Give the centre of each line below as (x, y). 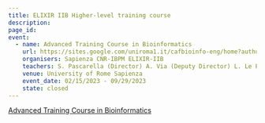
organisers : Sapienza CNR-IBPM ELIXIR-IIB (93, 60)
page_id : (22, 30)
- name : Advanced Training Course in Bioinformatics (104, 45)
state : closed (45, 88)
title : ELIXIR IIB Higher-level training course (90, 15)
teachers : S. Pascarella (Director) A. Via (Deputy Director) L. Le (137, 67)
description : (30, 23)
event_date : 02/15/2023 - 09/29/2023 (84, 81)
